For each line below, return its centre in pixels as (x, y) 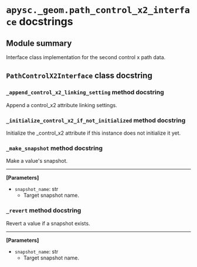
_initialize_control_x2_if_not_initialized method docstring (96, 120)
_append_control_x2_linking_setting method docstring (85, 93)
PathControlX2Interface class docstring (79, 76)
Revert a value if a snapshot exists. (48, 223)
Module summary (39, 43)
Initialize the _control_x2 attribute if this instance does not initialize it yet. (94, 133)
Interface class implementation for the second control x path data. (86, 57)
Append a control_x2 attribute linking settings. (62, 105)
